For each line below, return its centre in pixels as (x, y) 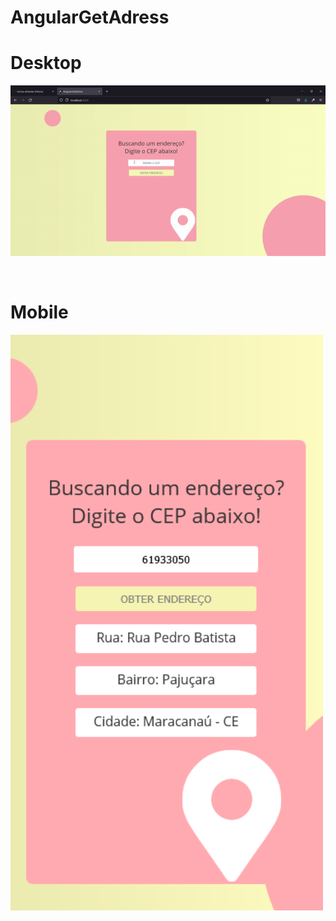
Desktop (46, 63)
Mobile (39, 312)
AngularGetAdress (90, 17)
